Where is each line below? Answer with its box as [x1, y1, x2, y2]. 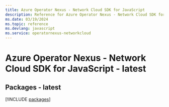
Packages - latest [5, 83, 61, 91]
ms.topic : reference [5, 21, 49, 27]
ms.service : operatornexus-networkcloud [5, 31, 92, 36]
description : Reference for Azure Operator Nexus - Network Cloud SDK [5, 12, 156, 17]
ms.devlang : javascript [5, 26, 55, 31]
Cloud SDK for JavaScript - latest [5, 63, 146, 74]
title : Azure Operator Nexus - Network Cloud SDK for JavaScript [5, 7, 145, 13]
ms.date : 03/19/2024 [5, 17, 49, 22]
